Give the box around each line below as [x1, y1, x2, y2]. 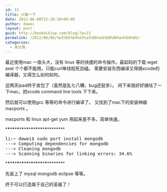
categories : [5, 40, 30, 45]
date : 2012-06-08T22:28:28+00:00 [5, 17, 75, 22]
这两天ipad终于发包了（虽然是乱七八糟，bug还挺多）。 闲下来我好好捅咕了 [5, 82, 157, 88]
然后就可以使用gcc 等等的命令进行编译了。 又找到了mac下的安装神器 [5, 99, 147, 105]
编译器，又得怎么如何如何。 [5, 71, 63, 78]
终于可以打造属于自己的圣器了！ [5, 181, 71, 187]
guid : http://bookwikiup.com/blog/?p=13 [5, 31, 91, 36]
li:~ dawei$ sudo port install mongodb [5, 136, 103, 141]
